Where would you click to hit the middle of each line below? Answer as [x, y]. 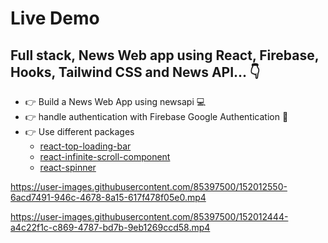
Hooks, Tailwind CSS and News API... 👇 [135, 72]
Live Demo [55, 18]
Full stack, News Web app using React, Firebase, [165, 55]
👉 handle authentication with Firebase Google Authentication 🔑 [156, 116]
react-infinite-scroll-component [105, 156]
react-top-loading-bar [85, 146]
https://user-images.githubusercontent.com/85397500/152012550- [149, 186]
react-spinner [68, 167]
